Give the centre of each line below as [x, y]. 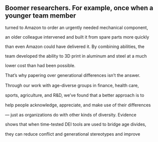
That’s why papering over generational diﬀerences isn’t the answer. [73, 75]
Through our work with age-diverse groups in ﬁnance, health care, [72, 85]
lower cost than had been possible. [40, 65]
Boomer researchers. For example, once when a [79, 8]
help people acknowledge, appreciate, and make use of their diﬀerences [78, 105]
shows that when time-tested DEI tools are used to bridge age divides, [76, 124]
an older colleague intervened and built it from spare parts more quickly [77, 37]
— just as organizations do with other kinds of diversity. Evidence [71, 115]
